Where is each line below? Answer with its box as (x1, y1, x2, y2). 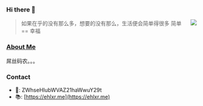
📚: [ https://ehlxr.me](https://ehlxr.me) (14, 93, 111, 100)
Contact (6, 72, 31, 81)
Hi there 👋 (6, 5, 36, 14)
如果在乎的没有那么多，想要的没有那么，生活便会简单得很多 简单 (21, 20, 182, 27)
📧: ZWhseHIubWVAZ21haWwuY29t (14, 86, 102, 93)
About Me (6, 43, 36, 51)
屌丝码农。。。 (6, 57, 38, 64)
